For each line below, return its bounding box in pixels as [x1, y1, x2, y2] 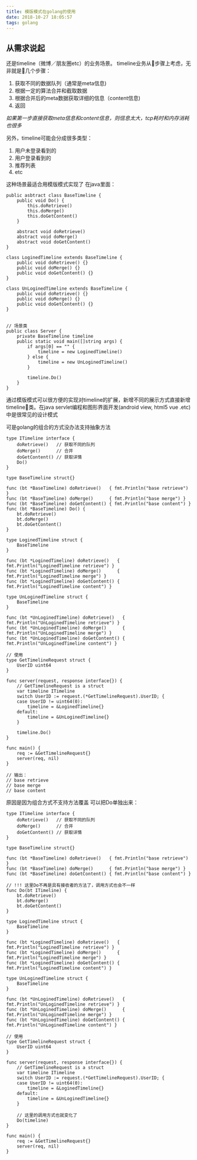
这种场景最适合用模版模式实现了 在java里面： [6, 181, 116, 188]
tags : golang [6, 20, 38, 25]
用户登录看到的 [14, 154, 51, 161]
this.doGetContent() [27, 214, 78, 219]
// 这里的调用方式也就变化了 [17, 1113, 78, 1119]
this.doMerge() [27, 208, 65, 214]
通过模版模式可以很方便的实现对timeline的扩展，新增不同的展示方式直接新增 [6, 396, 191, 403]
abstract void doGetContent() [17, 239, 91, 245]
